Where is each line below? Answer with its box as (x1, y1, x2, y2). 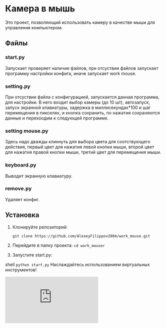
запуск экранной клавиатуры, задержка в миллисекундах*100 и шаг (5, 105, 151, 110)
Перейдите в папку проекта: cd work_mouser (12, 242, 105, 248)
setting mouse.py (5, 127, 49, 134)
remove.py (5, 185, 32, 192)
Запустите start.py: (12, 252, 53, 258)
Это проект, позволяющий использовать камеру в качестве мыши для (5, 19, 155, 25)
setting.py (5, 83, 31, 90)
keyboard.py (5, 162, 37, 168)
